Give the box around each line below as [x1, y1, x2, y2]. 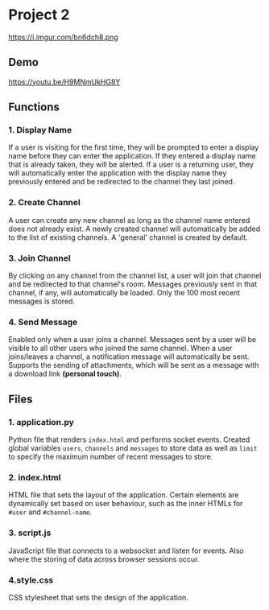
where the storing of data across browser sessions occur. [8, 554, 200, 564]
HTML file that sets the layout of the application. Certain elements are [8, 490, 239, 500]
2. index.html [8, 472, 61, 483]
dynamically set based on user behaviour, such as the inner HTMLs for [8, 499, 243, 509]
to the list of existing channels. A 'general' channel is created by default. [8, 232, 248, 242]
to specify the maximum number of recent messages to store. [8, 452, 213, 462]
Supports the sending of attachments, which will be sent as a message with [8, 361, 259, 370]
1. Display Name [8, 125, 72, 136]
